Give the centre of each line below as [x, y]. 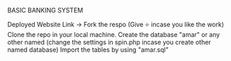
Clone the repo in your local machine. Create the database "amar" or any [114, 34]
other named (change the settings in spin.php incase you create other [109, 42]
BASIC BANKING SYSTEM [45, 10]
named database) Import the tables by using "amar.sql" [88, 50]
